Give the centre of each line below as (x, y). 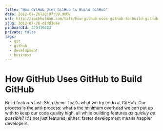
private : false (20, 32)
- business (20, 55)
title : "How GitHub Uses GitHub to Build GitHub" (57, 9)
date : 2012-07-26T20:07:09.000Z (38, 14)
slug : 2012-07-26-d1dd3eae (32, 23)
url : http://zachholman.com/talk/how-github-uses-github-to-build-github (82, 19)
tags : (10, 37)
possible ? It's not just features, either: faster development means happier (79, 118)
